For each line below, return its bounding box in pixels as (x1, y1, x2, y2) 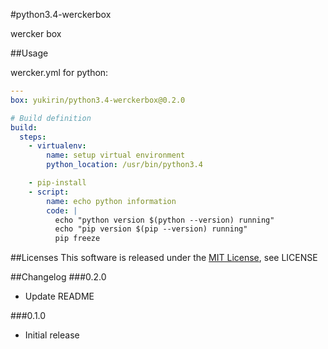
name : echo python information (46, 196, 177, 206)
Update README (24, 290, 95, 303)
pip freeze (54, 234, 101, 244)
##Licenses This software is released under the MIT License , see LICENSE (10, 252, 318, 264)
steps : (19, 132, 47, 142)
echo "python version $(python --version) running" (54, 215, 275, 225)
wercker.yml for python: (10, 67, 109, 78)
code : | (46, 205, 78, 216)
